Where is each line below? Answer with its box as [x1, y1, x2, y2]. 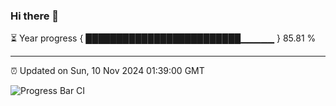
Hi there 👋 [10, 9, 60, 23]
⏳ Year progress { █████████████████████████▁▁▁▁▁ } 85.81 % [10, 32, 317, 44]
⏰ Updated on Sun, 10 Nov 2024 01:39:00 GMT [10, 65, 205, 77]
